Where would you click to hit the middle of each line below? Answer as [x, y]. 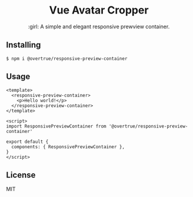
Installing [24, 45]
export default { [27, 142]
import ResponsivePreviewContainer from [56, 126]
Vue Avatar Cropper [99, 10]
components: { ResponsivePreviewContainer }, [68, 147]
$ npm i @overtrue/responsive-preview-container [67, 59]
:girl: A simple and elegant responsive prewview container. [99, 26]
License [21, 175]
